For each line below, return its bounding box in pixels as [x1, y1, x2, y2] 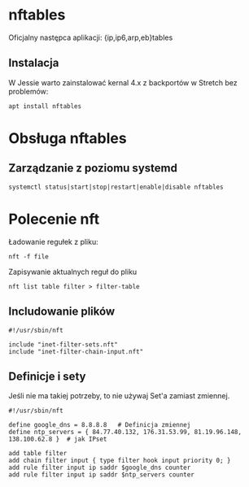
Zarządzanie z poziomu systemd [8, 161, 177, 176]
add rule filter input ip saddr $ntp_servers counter [8, 471, 195, 479]
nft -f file [8, 252, 49, 261]
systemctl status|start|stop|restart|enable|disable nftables [8, 183, 224, 191]
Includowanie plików [8, 305, 116, 319]
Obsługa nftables [8, 128, 128, 147]
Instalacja [8, 56, 59, 70]
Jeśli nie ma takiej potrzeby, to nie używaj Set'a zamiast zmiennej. [8, 391, 230, 401]
